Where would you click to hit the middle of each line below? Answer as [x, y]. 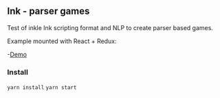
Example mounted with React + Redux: [62, 41]
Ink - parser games [48, 11]
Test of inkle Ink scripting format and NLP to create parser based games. [110, 27]
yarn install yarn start [42, 88]
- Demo [17, 54]
